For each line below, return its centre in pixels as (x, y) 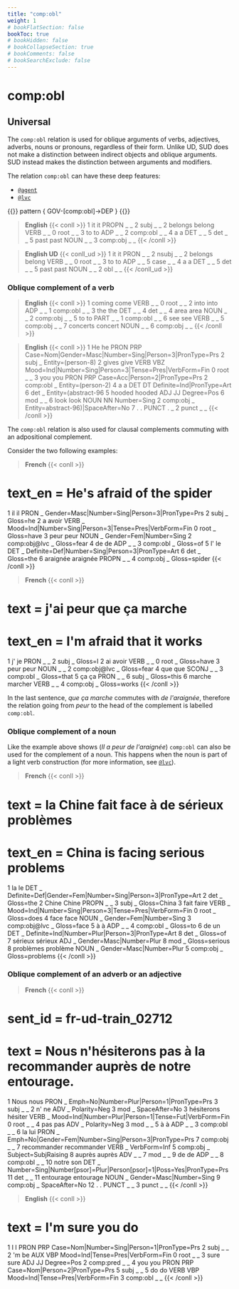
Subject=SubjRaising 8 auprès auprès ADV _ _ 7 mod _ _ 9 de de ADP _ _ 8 (116, 1154)
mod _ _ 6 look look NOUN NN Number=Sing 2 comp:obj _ (110, 400)
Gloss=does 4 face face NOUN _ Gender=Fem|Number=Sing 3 (100, 918)
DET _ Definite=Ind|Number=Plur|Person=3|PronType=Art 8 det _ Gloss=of (117, 933)
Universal (29, 122)
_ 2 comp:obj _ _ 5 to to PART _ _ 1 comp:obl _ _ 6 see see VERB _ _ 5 (124, 318)
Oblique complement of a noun (62, 732)
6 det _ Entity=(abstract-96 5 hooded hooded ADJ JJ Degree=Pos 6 (124, 393)
